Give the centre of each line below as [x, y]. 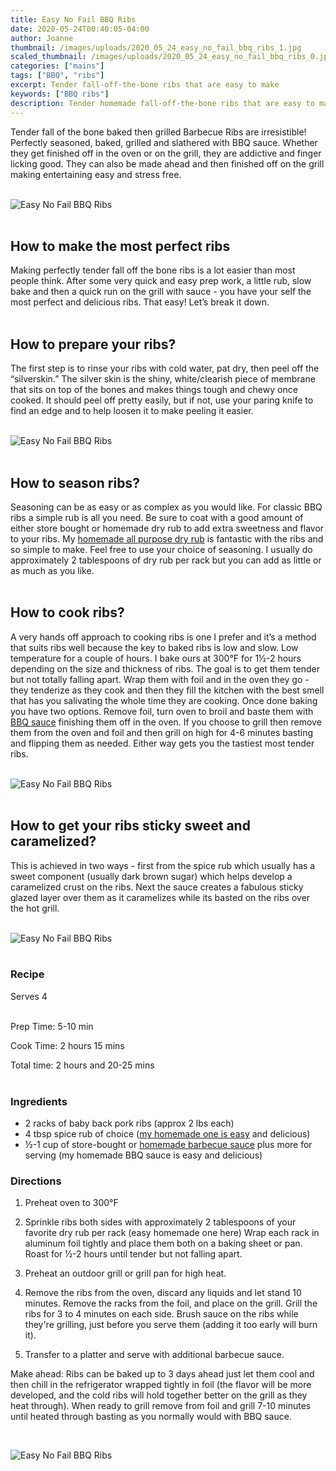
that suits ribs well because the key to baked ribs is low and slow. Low [154, 647]
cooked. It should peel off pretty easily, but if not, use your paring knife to [162, 400]
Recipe [27, 974]
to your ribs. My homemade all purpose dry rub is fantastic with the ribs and [167, 538]
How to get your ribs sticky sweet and [130, 826]
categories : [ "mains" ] [57, 66]
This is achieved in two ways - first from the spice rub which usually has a [163, 865]
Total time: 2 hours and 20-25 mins [82, 1065]
